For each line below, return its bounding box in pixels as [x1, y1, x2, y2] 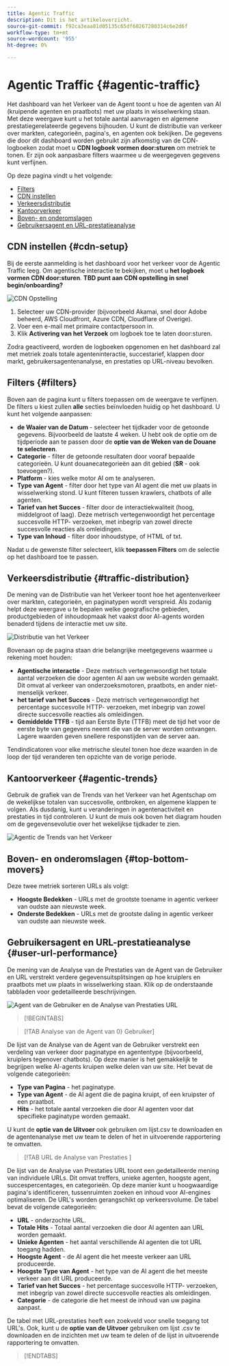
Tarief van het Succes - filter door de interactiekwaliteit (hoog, [16, 503, 195, 511]
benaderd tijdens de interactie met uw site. [7, 620, 128, 628]
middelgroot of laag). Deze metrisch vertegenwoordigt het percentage [16, 510, 215, 518]
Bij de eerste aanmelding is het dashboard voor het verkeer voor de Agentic [7, 259, 221, 267]
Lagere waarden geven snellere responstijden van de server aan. [16, 732, 200, 740]
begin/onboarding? [7, 281, 64, 289]
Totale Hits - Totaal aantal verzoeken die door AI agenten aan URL [16, 1223, 204, 1231]
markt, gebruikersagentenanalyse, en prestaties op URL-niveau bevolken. [7, 357, 214, 365]
